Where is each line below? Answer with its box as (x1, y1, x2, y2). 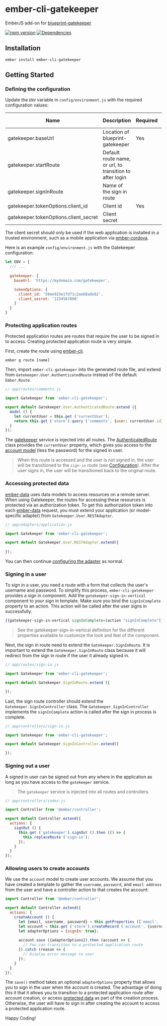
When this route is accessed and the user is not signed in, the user (17, 457, 154, 463)
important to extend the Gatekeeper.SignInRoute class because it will (5, 647, 146, 653)
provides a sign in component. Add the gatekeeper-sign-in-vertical (5, 593, 146, 599)
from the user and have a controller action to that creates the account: (5, 887, 149, 893)
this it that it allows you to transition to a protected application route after (5, 990, 154, 996)
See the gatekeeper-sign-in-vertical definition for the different (17, 627, 145, 633)
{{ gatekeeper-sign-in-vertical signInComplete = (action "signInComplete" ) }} (5, 618, 166, 623)
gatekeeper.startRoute (7, 162, 60, 169)
